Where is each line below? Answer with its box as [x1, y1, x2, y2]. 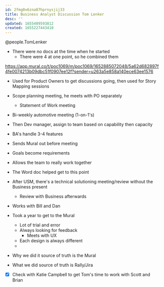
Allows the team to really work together [12, 159, 92, 165]
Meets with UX [27, 232, 57, 239]
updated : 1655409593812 [5, 21, 54, 26]
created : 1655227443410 [5, 26, 54, 31]
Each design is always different [19, 238, 83, 244]
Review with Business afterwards [19, 193, 87, 199]
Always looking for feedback [19, 227, 78, 233]
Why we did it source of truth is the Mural [12, 253, 96, 258]
